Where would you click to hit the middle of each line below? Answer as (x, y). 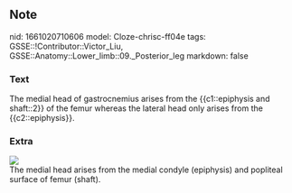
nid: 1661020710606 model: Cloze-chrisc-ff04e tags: (108, 36)
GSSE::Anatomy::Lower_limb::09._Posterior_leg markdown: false (129, 55)
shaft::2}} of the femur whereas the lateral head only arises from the (137, 108)
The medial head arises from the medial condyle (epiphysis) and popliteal (146, 170)
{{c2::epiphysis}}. (42, 118)
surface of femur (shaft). (55, 179)
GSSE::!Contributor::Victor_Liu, (66, 46)
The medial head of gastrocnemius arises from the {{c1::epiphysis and (140, 99)
